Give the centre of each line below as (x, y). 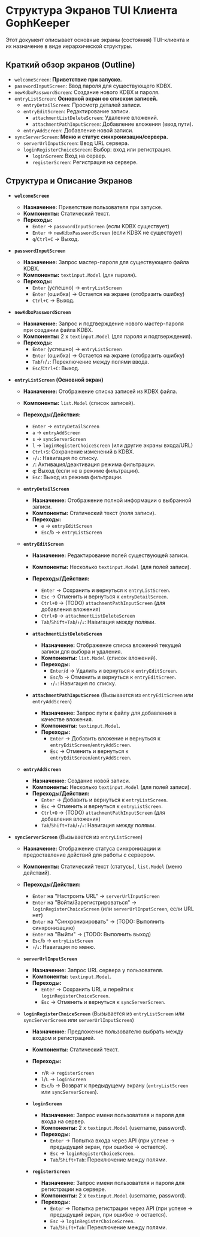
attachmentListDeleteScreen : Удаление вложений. (95, 117)
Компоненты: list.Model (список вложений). (99, 658)
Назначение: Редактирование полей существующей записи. (110, 555)
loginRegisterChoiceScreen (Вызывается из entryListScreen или (104, 1014)
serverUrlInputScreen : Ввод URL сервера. (76, 143)
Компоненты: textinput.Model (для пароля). (80, 275)
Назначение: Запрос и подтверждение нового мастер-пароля (103, 323)
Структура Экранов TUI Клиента (92, 10)
